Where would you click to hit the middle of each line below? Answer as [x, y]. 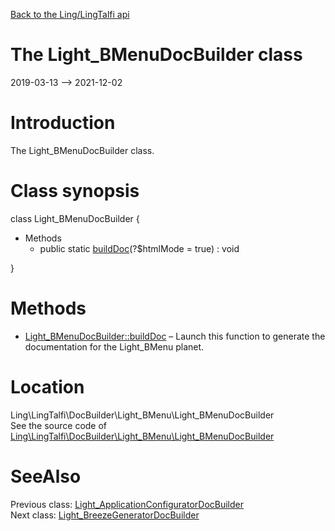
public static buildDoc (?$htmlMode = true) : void [139, 248]
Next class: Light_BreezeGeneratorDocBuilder [105, 515]
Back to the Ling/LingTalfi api [70, 14]
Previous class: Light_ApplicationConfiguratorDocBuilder [127, 504]
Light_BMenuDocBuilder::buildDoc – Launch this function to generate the [175, 336]
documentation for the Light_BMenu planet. [114, 346]
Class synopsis [75, 191]
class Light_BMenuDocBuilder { [75, 218]
